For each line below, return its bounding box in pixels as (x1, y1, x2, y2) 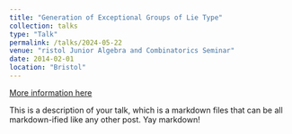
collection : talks (9, 21, 78, 30)
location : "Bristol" (9, 63, 87, 72)
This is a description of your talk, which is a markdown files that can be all (9, 105, 283, 115)
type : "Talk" (9, 29, 58, 38)
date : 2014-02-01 (9, 54, 75, 63)
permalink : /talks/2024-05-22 (9, 38, 123, 47)
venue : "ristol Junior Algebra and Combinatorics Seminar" (9, 46, 235, 55)
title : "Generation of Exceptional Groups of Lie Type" (9, 13, 223, 22)
